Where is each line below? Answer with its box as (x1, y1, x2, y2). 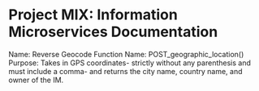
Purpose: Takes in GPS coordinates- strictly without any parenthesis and (8, 58, 252, 68)
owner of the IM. (8, 75, 64, 85)
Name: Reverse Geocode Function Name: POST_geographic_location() (8, 49, 244, 59)
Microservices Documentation (8, 23, 218, 41)
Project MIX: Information (8, 6, 179, 24)
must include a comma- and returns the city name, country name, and (8, 66, 243, 76)
